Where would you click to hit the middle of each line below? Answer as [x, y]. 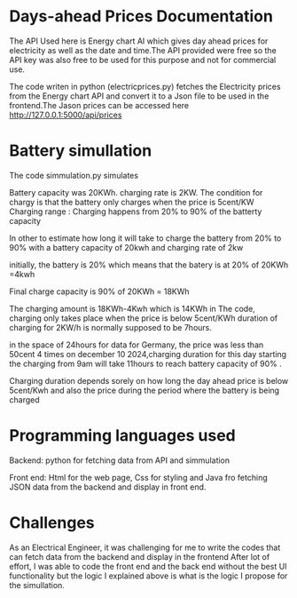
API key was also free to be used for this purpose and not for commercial [143, 60]
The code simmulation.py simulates [74, 175]
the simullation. [37, 585]
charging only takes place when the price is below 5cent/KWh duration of [143, 318]
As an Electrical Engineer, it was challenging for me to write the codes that [145, 547]
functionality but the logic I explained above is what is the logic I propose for [148, 576]
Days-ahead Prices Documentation [141, 16]
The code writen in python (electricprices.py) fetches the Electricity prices [145, 86]
